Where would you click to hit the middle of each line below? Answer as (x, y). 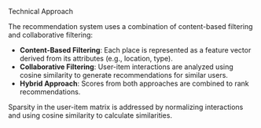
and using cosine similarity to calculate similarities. (90, 115)
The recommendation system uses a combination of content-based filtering (130, 26)
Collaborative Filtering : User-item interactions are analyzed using (126, 67)
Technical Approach (40, 11)
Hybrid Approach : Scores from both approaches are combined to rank (134, 83)
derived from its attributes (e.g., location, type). (96, 59)
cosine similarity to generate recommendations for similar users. (123, 75)
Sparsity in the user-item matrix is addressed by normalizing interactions (126, 107)
